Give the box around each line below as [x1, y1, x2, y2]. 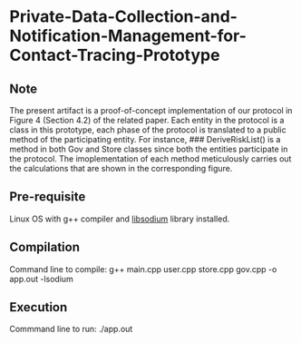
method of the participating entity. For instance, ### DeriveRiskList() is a [9, 134, 281, 144]
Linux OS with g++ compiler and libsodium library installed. [9, 213, 230, 224]
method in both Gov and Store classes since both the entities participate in [9, 143, 288, 154]
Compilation [9, 240, 80, 255]
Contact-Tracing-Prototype [9, 45, 220, 65]
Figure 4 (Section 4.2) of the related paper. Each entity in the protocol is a [9, 115, 285, 125]
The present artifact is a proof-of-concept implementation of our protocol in [9, 105, 293, 115]
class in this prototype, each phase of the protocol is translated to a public [9, 124, 287, 135]
